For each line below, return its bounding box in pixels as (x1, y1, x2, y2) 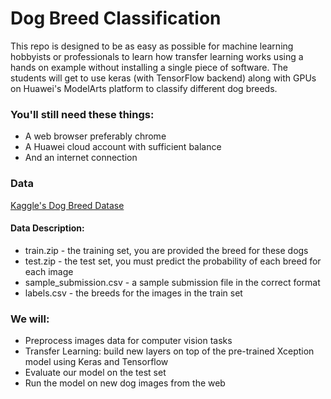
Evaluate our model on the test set (24, 367, 167, 379)
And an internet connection (24, 152, 138, 164)
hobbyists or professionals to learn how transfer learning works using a (10, 50, 304, 62)
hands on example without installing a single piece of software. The (10, 61, 288, 73)
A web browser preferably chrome (24, 130, 167, 142)
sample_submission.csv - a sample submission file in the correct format (24, 276, 321, 288)
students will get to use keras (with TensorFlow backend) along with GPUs (10, 72, 317, 84)
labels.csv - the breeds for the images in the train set (24, 287, 243, 299)
